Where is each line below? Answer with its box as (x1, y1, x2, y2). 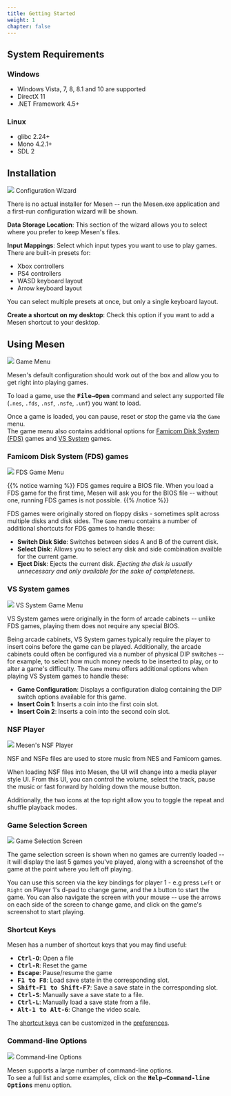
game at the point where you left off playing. (7, 865, 133, 873)
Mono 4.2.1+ (17, 140, 53, 149)
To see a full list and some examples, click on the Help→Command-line (7, 1073, 210, 1081)
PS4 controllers (17, 270, 61, 278)
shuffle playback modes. (7, 803, 77, 811)
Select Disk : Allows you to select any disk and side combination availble (17, 545, 223, 554)
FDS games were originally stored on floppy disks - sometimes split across (7, 509, 220, 518)
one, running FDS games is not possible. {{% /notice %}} (7, 496, 169, 504)
